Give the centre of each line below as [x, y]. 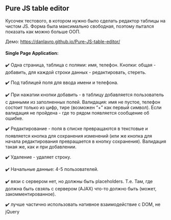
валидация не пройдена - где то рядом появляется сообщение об [77, 113]
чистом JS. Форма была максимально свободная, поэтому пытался [80, 26]
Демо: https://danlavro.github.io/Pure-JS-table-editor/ [63, 41]
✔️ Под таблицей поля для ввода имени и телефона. [62, 83]
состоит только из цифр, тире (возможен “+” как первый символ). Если [83, 107]
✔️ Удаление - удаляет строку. [38, 157]
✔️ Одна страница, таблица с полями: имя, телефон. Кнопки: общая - [81, 65]
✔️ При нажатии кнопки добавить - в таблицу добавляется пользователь [85, 95]
